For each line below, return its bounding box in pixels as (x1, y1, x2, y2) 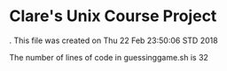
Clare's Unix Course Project (9, 6, 217, 26)
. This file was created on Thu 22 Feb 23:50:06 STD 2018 (9, 35, 219, 46)
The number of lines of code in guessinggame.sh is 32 (9, 52, 208, 62)
